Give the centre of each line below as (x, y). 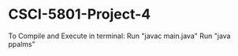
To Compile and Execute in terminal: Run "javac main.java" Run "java (119, 36)
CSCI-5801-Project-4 (80, 14)
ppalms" (22, 44)
